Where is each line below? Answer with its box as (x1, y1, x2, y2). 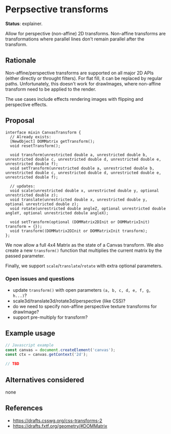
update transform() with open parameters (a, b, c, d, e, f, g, (12, 287, 151, 293)
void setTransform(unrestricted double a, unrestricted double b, (10, 165, 155, 171)
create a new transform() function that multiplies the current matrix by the (5, 247, 162, 253)
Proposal (5, 116, 35, 125)
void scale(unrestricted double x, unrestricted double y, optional (10, 188, 159, 193)
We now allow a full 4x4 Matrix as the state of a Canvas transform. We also (5, 242, 164, 248)
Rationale (5, 56, 36, 65)
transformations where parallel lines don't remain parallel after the (5, 36, 144, 42)
